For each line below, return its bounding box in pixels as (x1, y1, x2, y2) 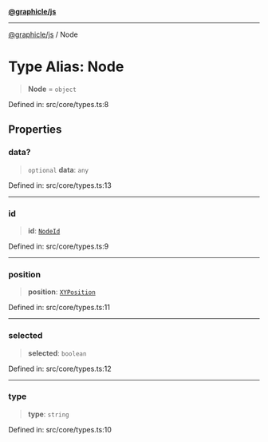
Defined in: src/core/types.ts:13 (8, 180, 112, 190)
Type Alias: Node (8, 58, 124, 76)
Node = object (27, 84, 77, 94)
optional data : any (27, 165, 89, 174)
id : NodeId (27, 225, 61, 235)
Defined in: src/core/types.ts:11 (8, 303, 110, 313)
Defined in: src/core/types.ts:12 (8, 364, 112, 373)
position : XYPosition (27, 287, 96, 297)
